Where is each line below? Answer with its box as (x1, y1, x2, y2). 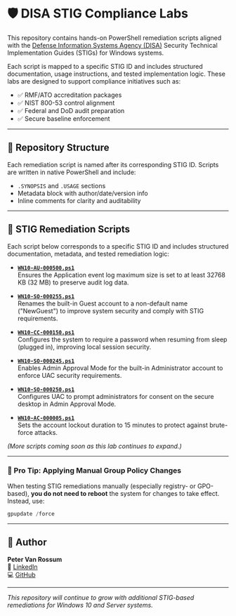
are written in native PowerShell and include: (7, 168, 136, 176)
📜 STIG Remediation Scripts (7, 223, 131, 235)
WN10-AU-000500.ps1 (17, 264, 75, 271)
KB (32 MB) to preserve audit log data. (17, 278, 129, 287)
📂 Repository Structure (7, 142, 110, 154)
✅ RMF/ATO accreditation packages (17, 91, 122, 99)
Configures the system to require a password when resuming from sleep (17, 335, 228, 343)
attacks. (34, 428, 58, 436)
